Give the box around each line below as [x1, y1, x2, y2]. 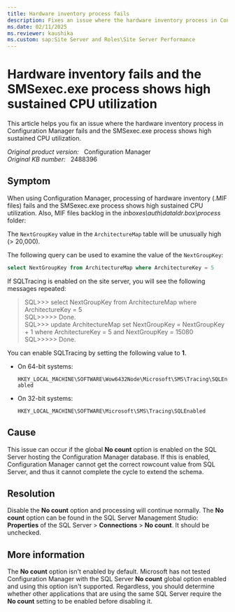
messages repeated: [7, 284, 66, 292]
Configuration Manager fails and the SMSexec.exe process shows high [7, 127, 212, 135]
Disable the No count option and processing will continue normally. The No [7, 506, 224, 515]
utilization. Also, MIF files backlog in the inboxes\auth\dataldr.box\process [7, 208, 221, 217]
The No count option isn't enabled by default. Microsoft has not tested [7, 567, 211, 576]
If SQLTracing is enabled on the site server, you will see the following [7, 277, 206, 285]
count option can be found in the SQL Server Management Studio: [7, 513, 199, 522]
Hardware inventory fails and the [7, 66, 201, 83]
